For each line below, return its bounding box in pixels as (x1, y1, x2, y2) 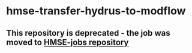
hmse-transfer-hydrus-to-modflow (6, 4, 186, 18)
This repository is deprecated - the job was (6, 28, 171, 38)
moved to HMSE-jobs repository (6, 37, 129, 47)
